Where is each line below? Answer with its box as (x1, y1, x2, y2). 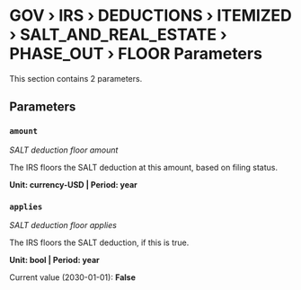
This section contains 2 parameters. (9, 73, 143, 83)
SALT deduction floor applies (9, 219, 117, 230)
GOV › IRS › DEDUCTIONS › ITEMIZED (9, 5, 292, 26)
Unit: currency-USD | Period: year (9, 179, 137, 189)
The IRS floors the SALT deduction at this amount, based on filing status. (9, 162, 279, 172)
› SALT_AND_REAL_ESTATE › (9, 24, 227, 45)
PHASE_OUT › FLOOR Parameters (9, 44, 263, 64)
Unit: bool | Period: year (9, 254, 101, 265)
